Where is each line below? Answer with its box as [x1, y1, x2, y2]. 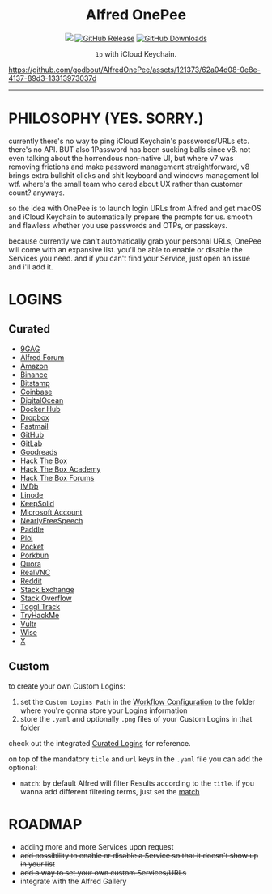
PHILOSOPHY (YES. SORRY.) [8, 109, 204, 128]
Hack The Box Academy [19, 464, 101, 474]
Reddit [19, 576, 42, 586]
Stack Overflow [19, 593, 73, 603]
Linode [19, 489, 44, 499]
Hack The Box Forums [19, 472, 95, 482]
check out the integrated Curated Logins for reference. [8, 738, 192, 748]
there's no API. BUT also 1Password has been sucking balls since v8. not [8, 144, 251, 155]
